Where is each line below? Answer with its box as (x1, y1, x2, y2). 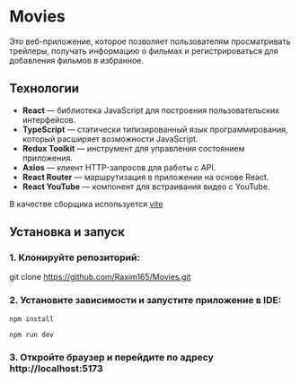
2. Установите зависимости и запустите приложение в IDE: (9, 294, 282, 307)
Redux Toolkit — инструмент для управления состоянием (22, 143, 245, 153)
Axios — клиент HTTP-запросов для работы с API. (22, 161, 216, 172)
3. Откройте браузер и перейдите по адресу (9, 351, 214, 363)
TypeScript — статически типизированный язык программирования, (22, 124, 289, 135)
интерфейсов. (22, 114, 76, 125)
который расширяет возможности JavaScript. (22, 133, 199, 144)
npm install (9, 314, 54, 324)
